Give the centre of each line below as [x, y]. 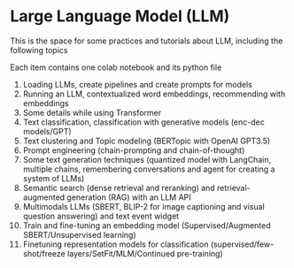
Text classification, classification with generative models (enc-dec [143, 122]
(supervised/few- [242, 244]
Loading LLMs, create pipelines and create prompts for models [138, 84]
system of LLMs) [54, 178]
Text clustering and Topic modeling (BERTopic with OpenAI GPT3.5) [147, 141]
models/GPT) [47, 131]
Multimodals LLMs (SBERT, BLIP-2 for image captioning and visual [143, 206]
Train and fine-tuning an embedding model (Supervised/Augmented [147, 225]
